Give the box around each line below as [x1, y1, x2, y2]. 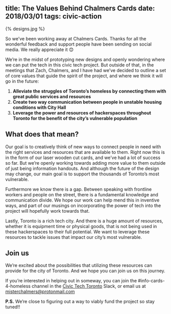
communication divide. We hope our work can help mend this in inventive [5, 197, 160, 203]
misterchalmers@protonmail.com [5, 288, 75, 295]
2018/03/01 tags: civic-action [5, 12, 102, 21]
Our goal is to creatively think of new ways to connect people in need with [5, 143, 161, 150]
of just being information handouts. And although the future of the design [5, 165, 159, 171]
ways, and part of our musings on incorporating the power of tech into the [5, 202, 161, 209]
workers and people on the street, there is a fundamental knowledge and [5, 191, 158, 197]
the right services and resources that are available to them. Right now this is [5, 149, 165, 155]
